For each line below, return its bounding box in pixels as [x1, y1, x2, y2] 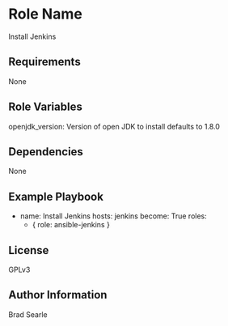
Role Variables [8, 100, 82, 114]
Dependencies [8, 145, 83, 159]
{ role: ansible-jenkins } [32, 220, 111, 230]
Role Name [8, 5, 82, 23]
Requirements [8, 55, 81, 69]
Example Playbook [8, 189, 103, 203]
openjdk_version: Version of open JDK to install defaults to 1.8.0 [8, 121, 221, 131]
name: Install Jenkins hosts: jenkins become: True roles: [19, 211, 208, 221]
